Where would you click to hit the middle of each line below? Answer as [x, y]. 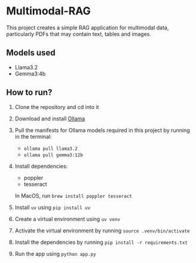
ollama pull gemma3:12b [53, 155]
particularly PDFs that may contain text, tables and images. [79, 34]
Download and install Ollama [50, 119]
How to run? [29, 93]
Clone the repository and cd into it [57, 107]
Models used [31, 53]
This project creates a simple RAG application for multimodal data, [88, 28]
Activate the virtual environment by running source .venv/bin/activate [102, 230]
